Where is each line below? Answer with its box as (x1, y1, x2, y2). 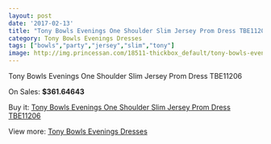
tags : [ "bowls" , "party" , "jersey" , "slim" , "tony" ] (8, 42, 175, 50)
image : (8, 49, 31, 57)
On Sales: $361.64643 (8, 87, 85, 97)
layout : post (8, 11, 52, 20)
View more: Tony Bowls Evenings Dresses (8, 126, 148, 136)
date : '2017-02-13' (8, 19, 74, 27)
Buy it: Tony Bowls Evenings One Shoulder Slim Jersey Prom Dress (8, 102, 231, 112)
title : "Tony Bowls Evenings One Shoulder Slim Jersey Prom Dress (8, 27, 236, 35)
